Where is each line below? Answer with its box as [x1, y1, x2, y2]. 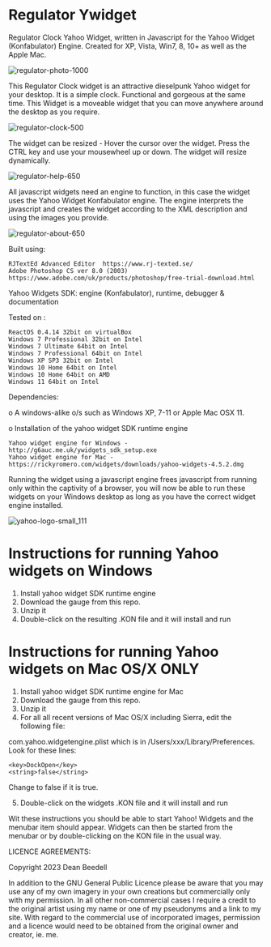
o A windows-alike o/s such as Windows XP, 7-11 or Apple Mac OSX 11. [8, 407, 245, 417]
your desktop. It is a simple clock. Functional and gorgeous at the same [8, 89, 246, 99]
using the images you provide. [8, 212, 109, 222]
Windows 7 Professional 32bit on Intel [8, 335, 143, 343]
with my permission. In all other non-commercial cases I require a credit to [8, 895, 256, 905]
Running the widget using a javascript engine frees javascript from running [8, 474, 257, 484]
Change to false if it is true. [8, 782, 99, 791]
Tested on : [8, 312, 46, 322]
